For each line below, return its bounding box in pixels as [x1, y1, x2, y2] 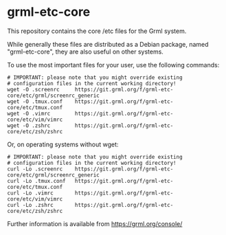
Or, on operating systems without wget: [7, 140, 119, 148]
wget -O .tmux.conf [7, 98, 63, 105]
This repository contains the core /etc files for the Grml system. [7, 27, 187, 35]
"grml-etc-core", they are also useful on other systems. [7, 47, 163, 56]
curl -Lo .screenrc [7, 166, 63, 172]
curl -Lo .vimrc [7, 190, 54, 197]
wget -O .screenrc [7, 86, 60, 93]
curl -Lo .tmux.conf [7, 177, 67, 184]
